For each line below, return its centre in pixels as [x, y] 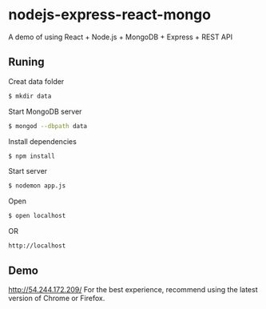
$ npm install [32, 156]
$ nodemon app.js [37, 186]
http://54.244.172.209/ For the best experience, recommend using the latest [133, 289]
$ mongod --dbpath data [48, 126]
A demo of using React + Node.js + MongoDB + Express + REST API [121, 37]
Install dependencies [43, 141]
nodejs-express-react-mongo [110, 15]
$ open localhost [37, 216]
